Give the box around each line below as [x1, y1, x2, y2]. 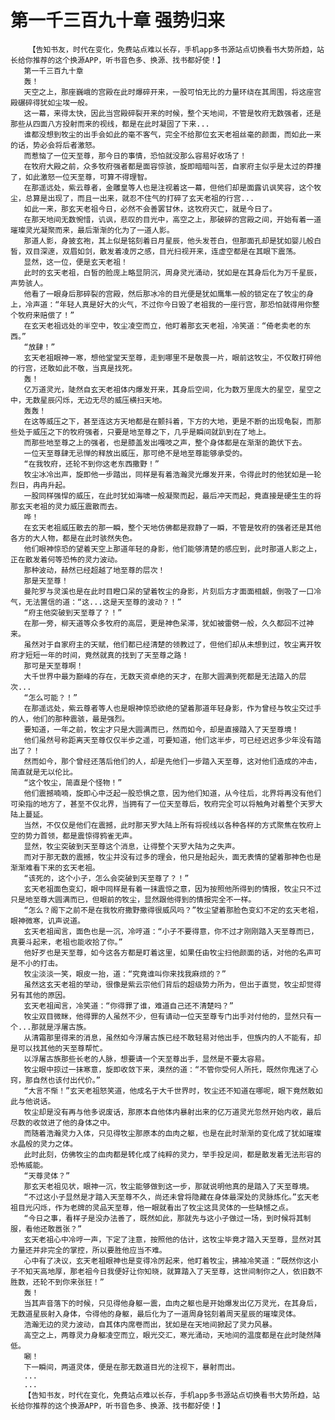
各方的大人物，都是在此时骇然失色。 [10, 533, 138, 543]
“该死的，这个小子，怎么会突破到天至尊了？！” [23, 873, 190, 883]
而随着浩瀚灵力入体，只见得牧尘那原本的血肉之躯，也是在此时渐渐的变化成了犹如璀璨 [23, 1128, 322, 1138]
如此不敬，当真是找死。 [54, 363, 138, 373]
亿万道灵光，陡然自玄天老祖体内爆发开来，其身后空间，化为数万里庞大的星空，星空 [23, 384, 315, 395]
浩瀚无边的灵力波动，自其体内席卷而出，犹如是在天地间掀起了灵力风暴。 [23, 1319, 277, 1330]
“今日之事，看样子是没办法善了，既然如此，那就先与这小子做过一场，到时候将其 [23, 1213, 304, 1223]
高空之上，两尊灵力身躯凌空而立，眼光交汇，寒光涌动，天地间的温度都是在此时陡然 [23, 1330, 315, 1340]
